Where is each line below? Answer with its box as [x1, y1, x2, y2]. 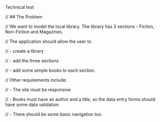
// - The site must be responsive [5, 87, 71, 93]
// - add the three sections [5, 58, 59, 64]
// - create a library [5, 48, 44, 54]
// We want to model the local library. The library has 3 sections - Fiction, [5, 23, 155, 29]
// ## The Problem [5, 14, 43, 19]
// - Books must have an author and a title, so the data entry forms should [5, 97, 156, 102]
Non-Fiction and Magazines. [5, 29, 64, 34]
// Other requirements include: [5, 77, 67, 83]
